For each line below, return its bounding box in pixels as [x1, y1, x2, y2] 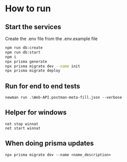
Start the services [5, 23, 62, 31]
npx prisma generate [5, 59, 48, 64]
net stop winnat [5, 121, 38, 126]
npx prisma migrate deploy [5, 68, 61, 73]
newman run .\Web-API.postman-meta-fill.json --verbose [5, 95, 122, 100]
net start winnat [5, 125, 41, 131]
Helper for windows [5, 108, 67, 117]
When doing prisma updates [5, 139, 94, 148]
